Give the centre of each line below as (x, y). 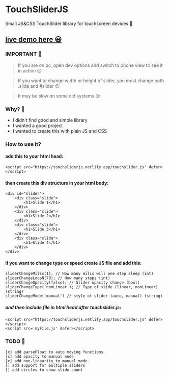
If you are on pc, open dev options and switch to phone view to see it (90, 65)
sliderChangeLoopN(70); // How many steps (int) (58, 278)
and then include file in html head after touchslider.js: (63, 308)
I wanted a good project (38, 125)
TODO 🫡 (15, 341)
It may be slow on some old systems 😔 (59, 96)
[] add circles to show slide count (44, 370)
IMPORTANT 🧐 (23, 54)
